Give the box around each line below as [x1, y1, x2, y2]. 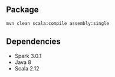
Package [6, 5, 40, 15]
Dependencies [6, 37, 61, 47]
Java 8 [14, 59, 31, 66]
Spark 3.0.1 [14, 52, 42, 59]
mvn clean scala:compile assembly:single [6, 20, 110, 26]
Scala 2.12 [14, 65, 40, 72]
